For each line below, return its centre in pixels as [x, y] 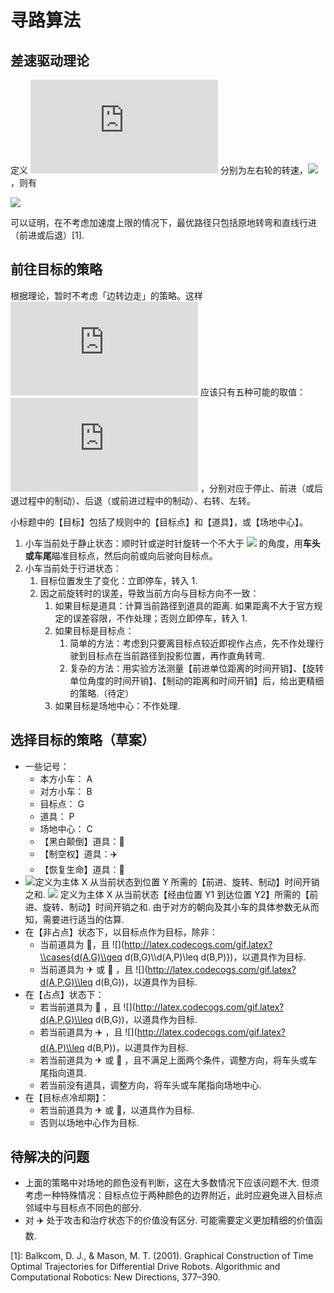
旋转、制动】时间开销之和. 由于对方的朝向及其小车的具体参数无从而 [181, 907]
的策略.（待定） [102, 693]
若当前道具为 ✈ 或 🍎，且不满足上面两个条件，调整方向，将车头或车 [178, 1060]
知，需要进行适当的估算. [74, 919]
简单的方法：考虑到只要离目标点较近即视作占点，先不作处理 [192, 643]
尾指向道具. [63, 1072]
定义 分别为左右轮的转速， [159, 170]
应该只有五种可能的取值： [252, 392]
